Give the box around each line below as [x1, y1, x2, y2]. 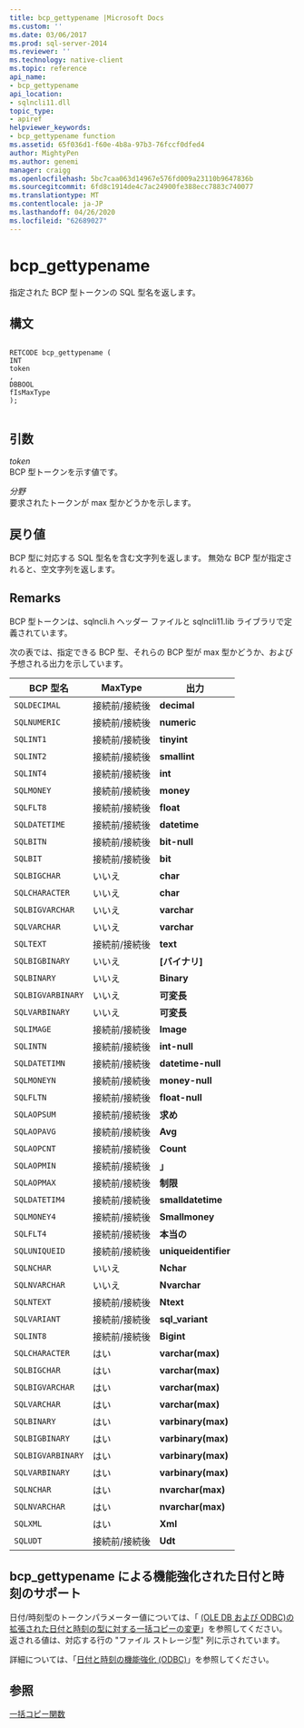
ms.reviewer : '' [9, 47, 71, 56]
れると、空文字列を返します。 [9, 564, 121, 574]
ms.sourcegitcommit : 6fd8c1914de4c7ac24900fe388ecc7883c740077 [9, 183, 254, 192]
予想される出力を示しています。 [9, 658, 129, 668]
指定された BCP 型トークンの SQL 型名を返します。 [9, 286, 201, 297]
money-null [159, 1074, 212, 1087]
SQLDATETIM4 [14, 1194, 66, 1205]
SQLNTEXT [14, 1297, 52, 1307]
